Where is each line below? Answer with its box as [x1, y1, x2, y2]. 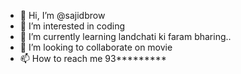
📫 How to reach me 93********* [19, 53, 167, 64]
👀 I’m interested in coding [19, 20, 126, 32]
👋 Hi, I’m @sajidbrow [19, 10, 106, 21]
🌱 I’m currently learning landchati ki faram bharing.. [19, 31, 232, 42]
